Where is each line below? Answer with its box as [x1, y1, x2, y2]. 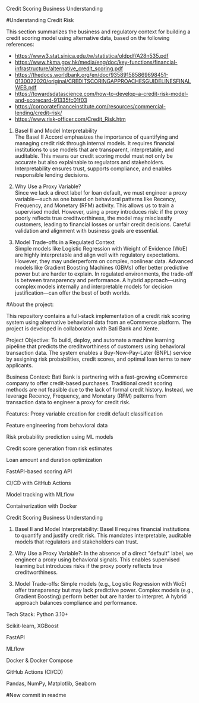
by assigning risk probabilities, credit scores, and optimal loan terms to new [6, 355, 191, 363]
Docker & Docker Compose [6, 657, 73, 664]
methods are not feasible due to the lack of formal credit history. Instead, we [6, 386, 193, 393]
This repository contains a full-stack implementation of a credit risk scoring [6, 313, 191, 319]
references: [6, 41, 34, 48]
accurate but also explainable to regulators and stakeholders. [14, 159, 165, 165]
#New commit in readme [6, 692, 67, 698]
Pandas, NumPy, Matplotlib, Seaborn [6, 680, 96, 687]
